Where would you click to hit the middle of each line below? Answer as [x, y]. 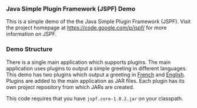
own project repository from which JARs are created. [70, 87]
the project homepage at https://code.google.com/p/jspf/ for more [86, 28]
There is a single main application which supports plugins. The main [89, 62]
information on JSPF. [31, 34]
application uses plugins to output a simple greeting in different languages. [96, 68]
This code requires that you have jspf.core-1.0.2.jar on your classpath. [95, 98]
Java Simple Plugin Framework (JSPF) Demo [71, 9]
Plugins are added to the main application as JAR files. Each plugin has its [96, 80]
